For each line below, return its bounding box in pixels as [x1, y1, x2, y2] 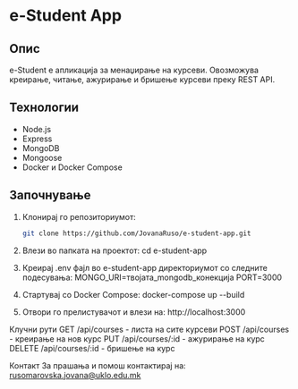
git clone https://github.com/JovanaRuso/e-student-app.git [21, 229, 251, 238]
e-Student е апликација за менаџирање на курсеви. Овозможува [9, 64, 260, 75]
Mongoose [21, 152, 63, 163]
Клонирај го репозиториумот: [21, 211, 136, 222]
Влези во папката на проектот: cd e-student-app [21, 245, 208, 256]
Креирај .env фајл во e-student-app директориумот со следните [21, 262, 268, 273]
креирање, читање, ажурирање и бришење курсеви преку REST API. [9, 74, 276, 85]
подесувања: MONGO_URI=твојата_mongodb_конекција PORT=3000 [21, 272, 283, 283]
